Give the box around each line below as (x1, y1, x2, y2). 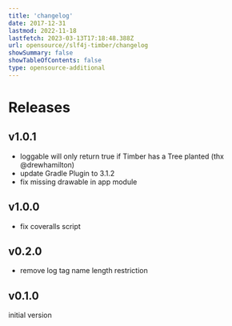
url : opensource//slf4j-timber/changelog (8, 42, 149, 50)
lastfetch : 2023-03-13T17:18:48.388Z (8, 34, 134, 42)
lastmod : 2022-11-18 (8, 26, 78, 34)
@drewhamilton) (19, 159, 74, 169)
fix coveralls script (19, 221, 82, 231)
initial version (8, 310, 52, 320)
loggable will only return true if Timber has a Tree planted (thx (19, 151, 224, 161)
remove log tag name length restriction (19, 266, 148, 276)
